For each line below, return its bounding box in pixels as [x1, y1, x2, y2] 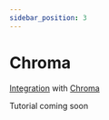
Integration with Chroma [9, 83, 100, 94]
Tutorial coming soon [9, 100, 89, 111]
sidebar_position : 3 [9, 13, 88, 23]
